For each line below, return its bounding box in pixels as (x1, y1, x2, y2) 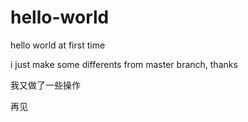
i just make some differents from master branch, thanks (10, 58, 238, 70)
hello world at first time (10, 39, 106, 51)
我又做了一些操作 (10, 79, 81, 91)
